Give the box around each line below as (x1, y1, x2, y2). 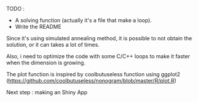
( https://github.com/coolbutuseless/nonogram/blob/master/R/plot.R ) (6, 77, 177, 84)
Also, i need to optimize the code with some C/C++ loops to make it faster (6, 53, 190, 59)
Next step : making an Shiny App (6, 89, 88, 95)
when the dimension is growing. (6, 59, 86, 66)
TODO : (6, 5, 25, 12)
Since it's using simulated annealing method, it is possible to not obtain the (6, 35, 193, 41)
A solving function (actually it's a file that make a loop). (14, 17, 152, 23)
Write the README (14, 23, 62, 30)
